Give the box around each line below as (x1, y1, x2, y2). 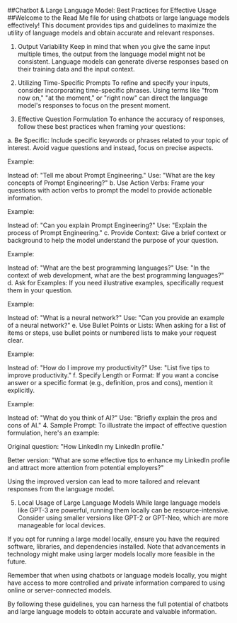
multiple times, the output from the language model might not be (17, 50, 206, 58)
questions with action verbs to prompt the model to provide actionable (7, 186, 212, 194)
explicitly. (7, 386, 35, 394)
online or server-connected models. (7, 586, 112, 594)
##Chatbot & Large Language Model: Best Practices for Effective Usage (7, 6, 217, 14)
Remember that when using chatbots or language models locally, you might (7, 571, 228, 579)
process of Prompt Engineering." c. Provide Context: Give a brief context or (7, 229, 227, 236)
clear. (7, 336, 23, 344)
